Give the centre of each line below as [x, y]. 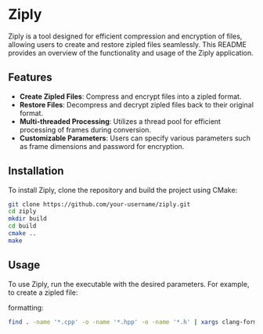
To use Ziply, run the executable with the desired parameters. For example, [129, 284]
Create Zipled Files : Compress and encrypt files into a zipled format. [130, 96]
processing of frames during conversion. [85, 129]
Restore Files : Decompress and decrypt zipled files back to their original [137, 104]
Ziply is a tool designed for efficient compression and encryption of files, [125, 36]
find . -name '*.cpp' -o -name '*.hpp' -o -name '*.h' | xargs [113, 322]
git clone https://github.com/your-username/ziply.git [99, 204]
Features [30, 77]
